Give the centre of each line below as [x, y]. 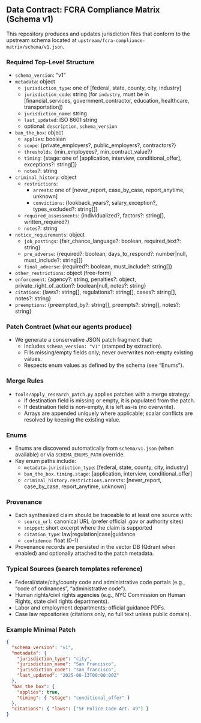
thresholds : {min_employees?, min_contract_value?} [88, 152]
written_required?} [47, 222]
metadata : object [35, 82]
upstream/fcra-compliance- [112, 41]
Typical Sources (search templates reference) [74, 569]
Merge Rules [25, 381]
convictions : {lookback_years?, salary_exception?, [95, 203]
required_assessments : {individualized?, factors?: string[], [94, 216]
